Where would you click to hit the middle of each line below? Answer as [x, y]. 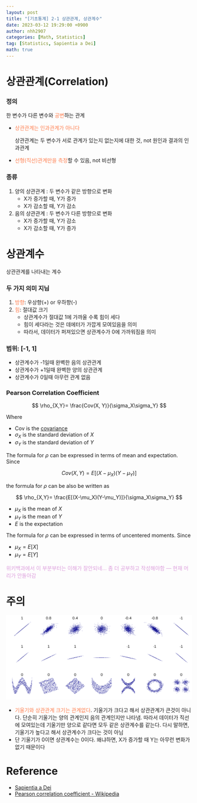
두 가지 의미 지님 [28, 288]
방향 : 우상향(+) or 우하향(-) [46, 302]
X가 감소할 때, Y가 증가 [50, 228]
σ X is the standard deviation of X [54, 435]
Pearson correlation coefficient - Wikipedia [67, 794]
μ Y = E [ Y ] [26, 555]
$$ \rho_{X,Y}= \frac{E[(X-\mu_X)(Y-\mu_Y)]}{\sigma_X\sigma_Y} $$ [99, 497]
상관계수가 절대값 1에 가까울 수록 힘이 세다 [72, 317]
